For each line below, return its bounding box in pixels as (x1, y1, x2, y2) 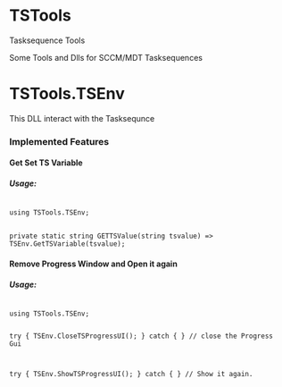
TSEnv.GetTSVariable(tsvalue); (9, 240, 126, 248)
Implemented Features (9, 135, 110, 147)
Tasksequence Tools (9, 35, 86, 46)
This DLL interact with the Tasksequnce (9, 113, 155, 123)
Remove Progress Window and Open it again (9, 258, 178, 269)
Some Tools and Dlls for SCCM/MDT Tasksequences (9, 52, 203, 63)
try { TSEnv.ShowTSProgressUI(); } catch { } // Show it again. (9, 369, 253, 378)
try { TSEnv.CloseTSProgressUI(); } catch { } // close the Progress (9, 332, 274, 341)
